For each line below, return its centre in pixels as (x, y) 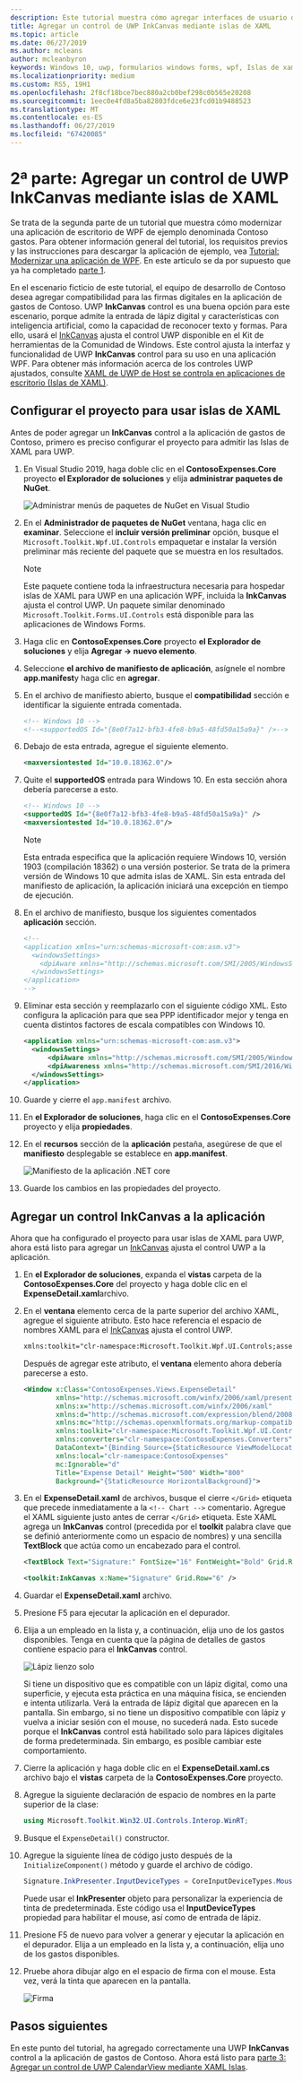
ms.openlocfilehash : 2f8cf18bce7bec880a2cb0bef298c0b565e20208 (131, 92)
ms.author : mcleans (47, 51)
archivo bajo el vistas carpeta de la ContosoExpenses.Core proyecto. (153, 1778)
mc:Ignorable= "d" (88, 1464)
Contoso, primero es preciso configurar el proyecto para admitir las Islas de (150, 442)
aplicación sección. (60, 922)
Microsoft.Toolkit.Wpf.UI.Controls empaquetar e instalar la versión (150, 541)
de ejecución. (48, 895)
